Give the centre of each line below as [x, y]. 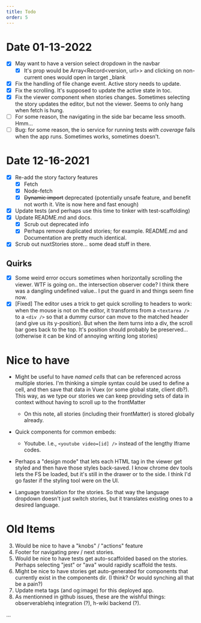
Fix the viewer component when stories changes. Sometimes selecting [102, 97]
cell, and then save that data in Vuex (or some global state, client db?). [102, 390]
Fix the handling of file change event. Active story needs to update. [98, 83]
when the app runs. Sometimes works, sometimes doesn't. [88, 136]
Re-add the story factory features [56, 177]
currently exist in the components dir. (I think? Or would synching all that [104, 578]
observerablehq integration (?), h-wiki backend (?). [78, 603]
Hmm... [24, 123]
